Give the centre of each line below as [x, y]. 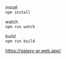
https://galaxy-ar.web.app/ [33, 51]
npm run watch [20, 27]
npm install [18, 12]
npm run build [20, 41]
